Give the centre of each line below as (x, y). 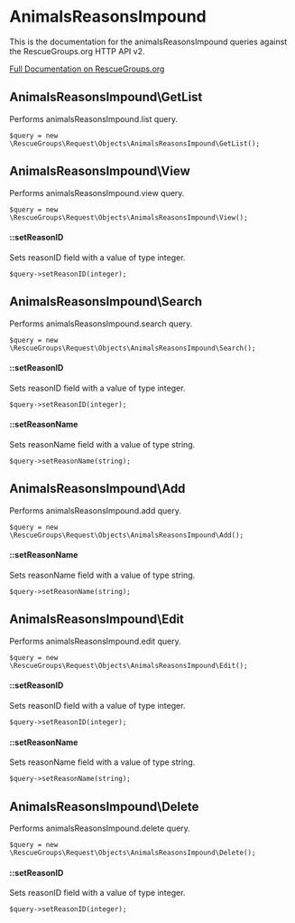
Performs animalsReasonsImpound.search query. (101, 324)
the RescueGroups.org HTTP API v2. (77, 51)
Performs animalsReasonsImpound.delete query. (100, 828)
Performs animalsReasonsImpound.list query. (94, 118)
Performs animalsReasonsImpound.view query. (97, 193)
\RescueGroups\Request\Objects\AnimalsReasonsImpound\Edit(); (129, 665)
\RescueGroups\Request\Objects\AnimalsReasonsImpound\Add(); (127, 535)
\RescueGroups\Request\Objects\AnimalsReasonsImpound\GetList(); (134, 143)
